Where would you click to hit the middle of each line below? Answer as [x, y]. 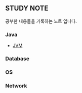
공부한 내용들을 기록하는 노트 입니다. [41, 21]
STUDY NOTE [27, 8]
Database [17, 59]
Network [16, 85]
